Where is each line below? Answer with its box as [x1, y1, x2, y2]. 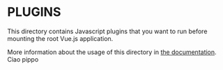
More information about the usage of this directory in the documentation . [7, 48, 217, 56]
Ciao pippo [7, 55, 39, 63]
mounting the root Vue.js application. [7, 34, 114, 42]
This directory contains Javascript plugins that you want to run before [7, 27, 208, 35]
